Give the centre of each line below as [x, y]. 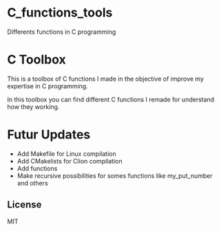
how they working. [33, 107]
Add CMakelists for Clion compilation [70, 161]
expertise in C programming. [48, 86]
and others [32, 183]
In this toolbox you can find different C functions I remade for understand [111, 99]
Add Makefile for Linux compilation [66, 154]
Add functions [37, 168]
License [24, 205]
